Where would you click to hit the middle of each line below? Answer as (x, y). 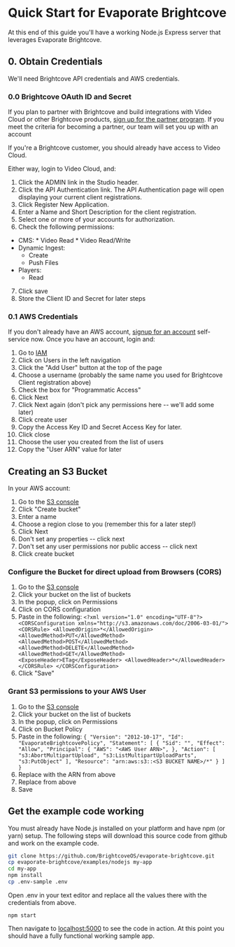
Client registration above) (55, 383)
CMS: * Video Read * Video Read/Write (74, 241)
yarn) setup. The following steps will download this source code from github (118, 835)
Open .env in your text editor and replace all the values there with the (107, 895)
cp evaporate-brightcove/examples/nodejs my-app (80, 862)
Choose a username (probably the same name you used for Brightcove (120, 375)
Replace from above (47, 782)
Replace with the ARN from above (67, 774)
